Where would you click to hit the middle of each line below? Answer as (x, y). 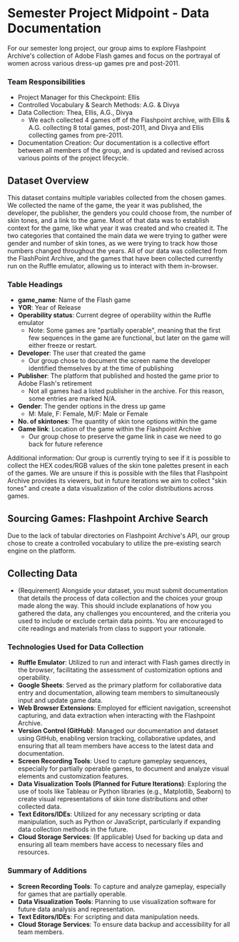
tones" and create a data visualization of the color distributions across (111, 488)
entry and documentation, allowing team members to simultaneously (118, 693)
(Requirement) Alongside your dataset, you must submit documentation (123, 590)
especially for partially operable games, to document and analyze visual (123, 768)
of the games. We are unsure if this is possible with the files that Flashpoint (118, 473)
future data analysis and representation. (76, 909)
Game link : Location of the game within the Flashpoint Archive (110, 429)
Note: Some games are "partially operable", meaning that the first (124, 331)
